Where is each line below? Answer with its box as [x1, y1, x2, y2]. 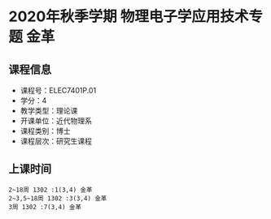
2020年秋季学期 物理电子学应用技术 [8, 7, 249, 26]
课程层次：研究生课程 [20, 136, 92, 146]
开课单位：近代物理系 [20, 116, 92, 126]
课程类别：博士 [20, 127, 71, 135]
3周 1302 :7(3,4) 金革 [8, 203, 82, 211]
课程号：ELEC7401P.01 [20, 86, 97, 95]
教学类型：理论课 [20, 106, 78, 115]
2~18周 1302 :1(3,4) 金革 [8, 186, 93, 194]
